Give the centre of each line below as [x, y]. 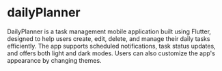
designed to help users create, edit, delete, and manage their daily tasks [109, 38]
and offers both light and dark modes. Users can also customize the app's [111, 53]
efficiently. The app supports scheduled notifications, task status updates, [112, 46]
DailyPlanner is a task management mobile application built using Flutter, [109, 31]
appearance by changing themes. [54, 60]
